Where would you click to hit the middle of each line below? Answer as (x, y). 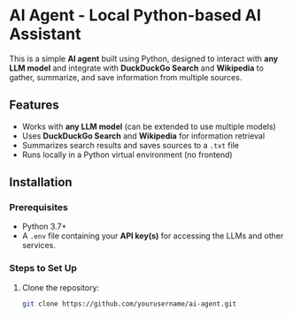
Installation (41, 182)
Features (34, 106)
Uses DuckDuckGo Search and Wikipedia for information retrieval (143, 136)
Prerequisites (39, 208)
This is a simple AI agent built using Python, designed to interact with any (144, 58)
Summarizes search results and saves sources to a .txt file (130, 145)
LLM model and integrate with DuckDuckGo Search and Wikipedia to (136, 68)
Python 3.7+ (44, 227)
